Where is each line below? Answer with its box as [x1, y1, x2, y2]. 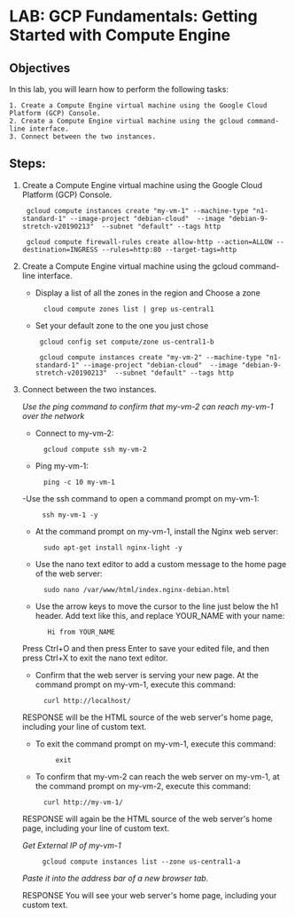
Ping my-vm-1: [35, 460, 89, 471]
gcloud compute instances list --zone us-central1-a [42, 857, 241, 866]
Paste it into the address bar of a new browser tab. [21, 873, 209, 883]
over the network [21, 410, 85, 421]
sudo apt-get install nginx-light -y [43, 543, 183, 552]
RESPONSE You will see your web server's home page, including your [21, 889, 277, 900]
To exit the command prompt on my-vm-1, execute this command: [35, 739, 276, 749]
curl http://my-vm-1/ [43, 797, 124, 807]
